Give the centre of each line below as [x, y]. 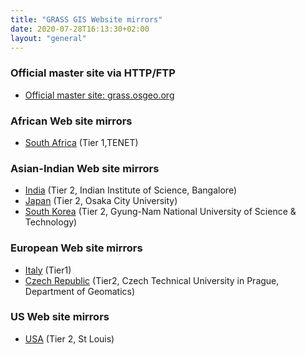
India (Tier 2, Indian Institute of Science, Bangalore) [130, 190]
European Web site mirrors [76, 248]
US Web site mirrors [60, 317]
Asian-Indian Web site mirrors [85, 168]
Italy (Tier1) [48, 270]
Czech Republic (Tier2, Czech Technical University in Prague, [152, 280]
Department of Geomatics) [80, 291]
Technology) [51, 222]
